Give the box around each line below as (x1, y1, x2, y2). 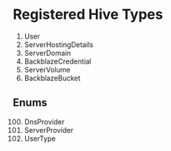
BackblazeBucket (24, 73, 81, 83)
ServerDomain (24, 48, 71, 57)
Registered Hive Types (13, 6, 163, 24)
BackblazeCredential (24, 57, 92, 66)
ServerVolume (24, 64, 71, 74)
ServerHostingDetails (24, 39, 93, 49)
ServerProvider (24, 125, 74, 134)
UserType (24, 134, 56, 143)
